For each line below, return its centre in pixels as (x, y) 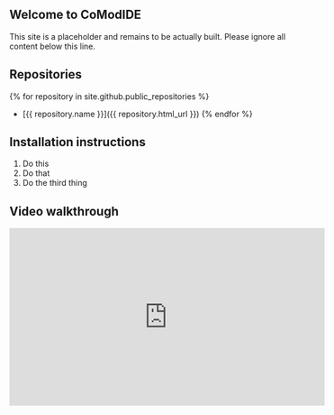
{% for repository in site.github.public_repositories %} (109, 96)
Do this (36, 164)
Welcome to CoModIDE (76, 15)
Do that (36, 173)
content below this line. (53, 46)
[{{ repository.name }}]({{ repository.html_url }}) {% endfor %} (138, 114)
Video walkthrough (64, 211)
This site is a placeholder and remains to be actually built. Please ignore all (148, 36)
